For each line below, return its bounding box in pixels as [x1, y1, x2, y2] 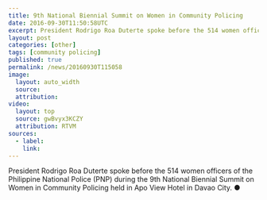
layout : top [15, 108, 56, 116]
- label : [15, 137, 44, 145]
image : [8, 71, 30, 79]
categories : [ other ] [8, 41, 77, 49]
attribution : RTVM [15, 122, 77, 130]
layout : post [8, 33, 52, 42]
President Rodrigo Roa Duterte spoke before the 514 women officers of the [8, 166, 253, 175]
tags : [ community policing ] [8, 48, 102, 56]
